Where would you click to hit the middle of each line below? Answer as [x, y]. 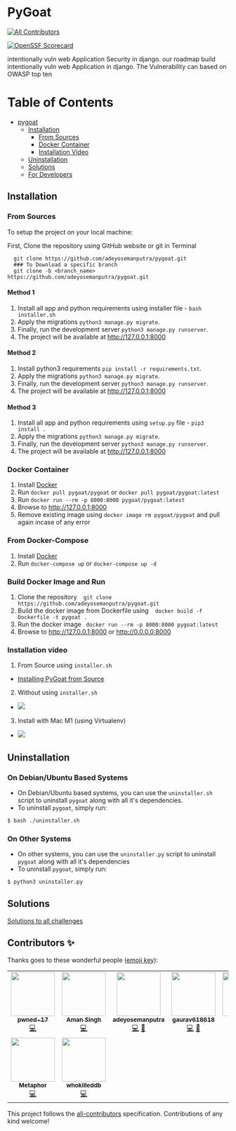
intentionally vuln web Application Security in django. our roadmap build [111, 59]
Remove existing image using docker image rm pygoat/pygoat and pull [118, 515]
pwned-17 [33, 1019]
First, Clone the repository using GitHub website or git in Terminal [102, 245]
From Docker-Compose [48, 541]
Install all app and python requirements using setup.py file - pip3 [111, 423]
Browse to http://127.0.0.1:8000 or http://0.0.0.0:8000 [94, 632]
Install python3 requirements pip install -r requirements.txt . [110, 368]
